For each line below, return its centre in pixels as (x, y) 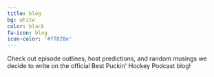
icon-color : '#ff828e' (40, 39)
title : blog (24, 13)
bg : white (21, 20)
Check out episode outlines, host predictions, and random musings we (107, 58)
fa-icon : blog (28, 33)
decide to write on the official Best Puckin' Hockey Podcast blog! (99, 66)
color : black (26, 26)
